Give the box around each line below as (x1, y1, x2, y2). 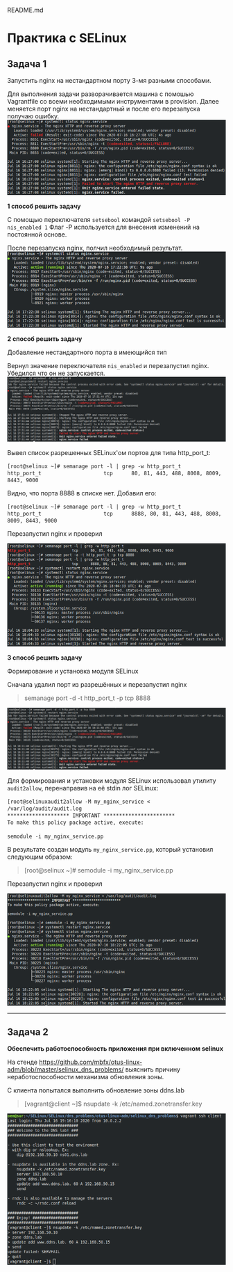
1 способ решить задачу (7, 202, 81, 210)
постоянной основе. (7, 230, 67, 239)
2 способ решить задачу (7, 335, 83, 343)
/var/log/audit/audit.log (7, 805, 82, 813)
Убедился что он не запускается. (7, 369, 105, 378)
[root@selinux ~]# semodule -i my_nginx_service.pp (24, 866, 173, 875)
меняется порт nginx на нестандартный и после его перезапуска (7, 104, 200, 113)
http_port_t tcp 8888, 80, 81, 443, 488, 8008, (7, 511, 222, 518)
